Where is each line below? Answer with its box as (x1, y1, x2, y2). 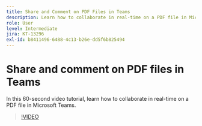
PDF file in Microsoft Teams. (6, 101, 76, 109)
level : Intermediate (6, 25, 58, 32)
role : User (6, 20, 34, 26)
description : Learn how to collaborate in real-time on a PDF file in (6, 14, 187, 20)
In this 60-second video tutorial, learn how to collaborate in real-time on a (6, 95, 189, 102)
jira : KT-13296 (6, 31, 44, 37)
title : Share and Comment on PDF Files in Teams (6, 8, 130, 15)
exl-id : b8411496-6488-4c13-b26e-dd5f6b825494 (6, 37, 125, 43)
